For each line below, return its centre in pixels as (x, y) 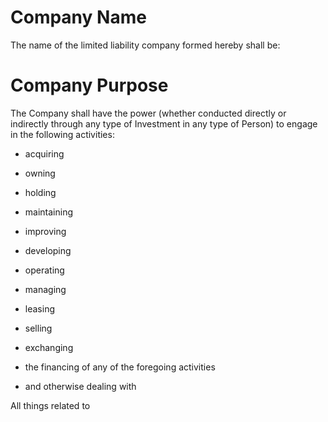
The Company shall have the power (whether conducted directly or (148, 113)
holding (40, 192)
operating (44, 270)
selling (38, 328)
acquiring (44, 153)
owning (40, 173)
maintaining (49, 212)
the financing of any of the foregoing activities (120, 367)
